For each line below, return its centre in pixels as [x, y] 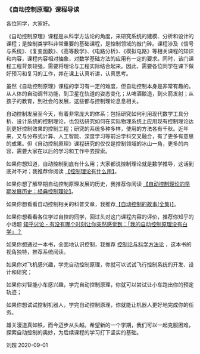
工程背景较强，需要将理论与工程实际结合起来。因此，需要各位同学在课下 [100, 66]
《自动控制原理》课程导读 [43, 9]
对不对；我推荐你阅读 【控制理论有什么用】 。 [65, 171]
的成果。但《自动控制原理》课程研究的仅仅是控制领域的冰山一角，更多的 [95, 144]
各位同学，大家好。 [30, 24]
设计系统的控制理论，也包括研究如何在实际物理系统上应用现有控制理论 [102, 121]
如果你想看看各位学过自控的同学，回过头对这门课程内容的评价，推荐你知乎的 [100, 217]
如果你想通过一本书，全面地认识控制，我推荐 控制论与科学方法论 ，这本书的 [99, 244]
